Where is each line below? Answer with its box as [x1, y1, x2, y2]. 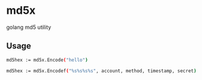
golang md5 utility [6, 23, 52, 31]
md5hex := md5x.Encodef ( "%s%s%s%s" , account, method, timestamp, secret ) [6, 67, 197, 74]
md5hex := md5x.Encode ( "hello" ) [6, 57, 88, 63]
